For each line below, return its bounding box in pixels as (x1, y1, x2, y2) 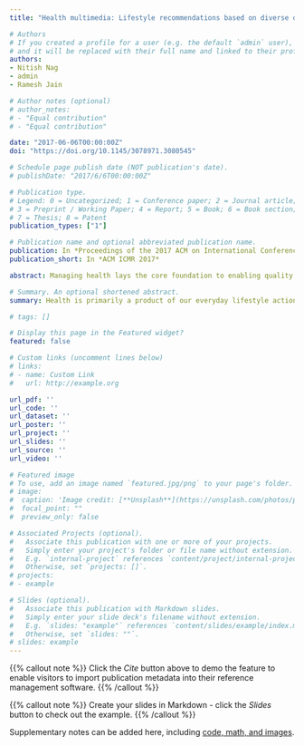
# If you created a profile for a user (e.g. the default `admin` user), (9, 38, 294, 47)
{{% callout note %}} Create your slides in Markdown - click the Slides (9, 700, 271, 711)
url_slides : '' (9, 437, 67, 446)
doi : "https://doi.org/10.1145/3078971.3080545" (9, 147, 196, 156)
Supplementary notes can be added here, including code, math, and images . (9, 727, 295, 738)
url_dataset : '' (9, 412, 71, 421)
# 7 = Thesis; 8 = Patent (9, 213, 107, 222)
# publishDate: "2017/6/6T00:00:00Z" (9, 171, 152, 180)
